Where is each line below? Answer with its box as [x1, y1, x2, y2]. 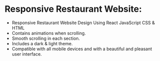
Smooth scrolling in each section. [11, 35, 80, 41]
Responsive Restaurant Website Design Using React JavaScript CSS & [11, 20, 155, 26]
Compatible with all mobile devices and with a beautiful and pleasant [11, 46, 152, 52]
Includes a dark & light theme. [11, 40, 73, 46]
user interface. [11, 51, 42, 57]
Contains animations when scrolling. [11, 30, 86, 36]
